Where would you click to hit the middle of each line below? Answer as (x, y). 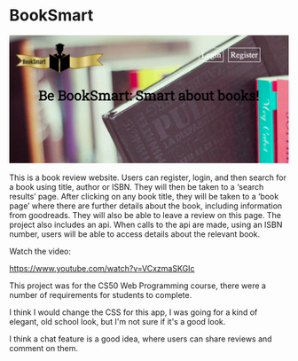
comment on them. (43, 349)
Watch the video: (40, 251)
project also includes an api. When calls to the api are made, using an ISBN (146, 225)
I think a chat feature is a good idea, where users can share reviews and (141, 339)
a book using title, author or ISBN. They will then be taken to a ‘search (137, 187)
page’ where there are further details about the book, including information (146, 206)
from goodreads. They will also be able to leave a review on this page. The (145, 216)
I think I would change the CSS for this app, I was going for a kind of (133, 312)
